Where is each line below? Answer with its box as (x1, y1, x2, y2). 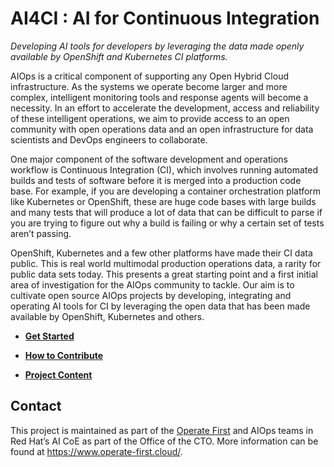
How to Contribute (24, 349, 103, 361)
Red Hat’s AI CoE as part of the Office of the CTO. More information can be (10, 435, 319, 447)
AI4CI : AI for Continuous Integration (10, 7, 320, 30)
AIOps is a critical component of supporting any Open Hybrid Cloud (10, 70, 289, 82)
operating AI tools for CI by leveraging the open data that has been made (10, 300, 311, 312)
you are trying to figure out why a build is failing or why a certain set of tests (10, 217, 325, 229)
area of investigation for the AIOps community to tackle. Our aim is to (10, 278, 295, 291)
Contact (10, 398, 62, 415)
